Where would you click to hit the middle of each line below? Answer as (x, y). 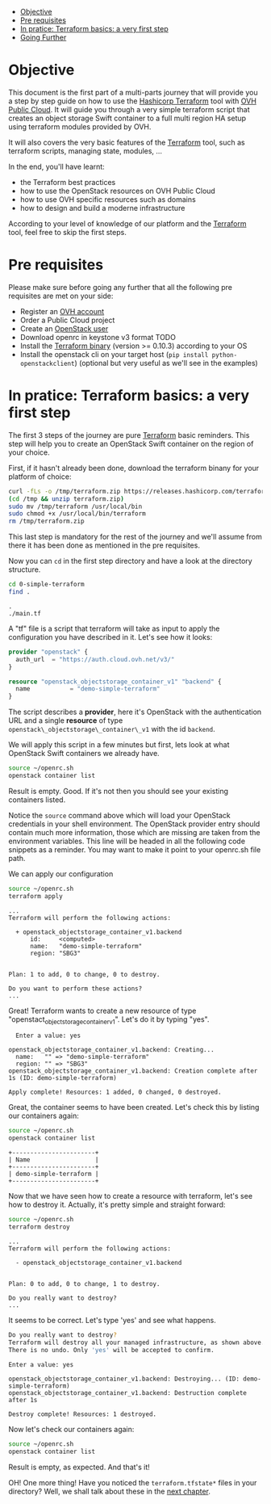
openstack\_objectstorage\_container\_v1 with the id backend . (112, 729)
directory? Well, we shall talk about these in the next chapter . (110, 1491)
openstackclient (47, 363)
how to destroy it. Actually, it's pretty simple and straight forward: (117, 1205)
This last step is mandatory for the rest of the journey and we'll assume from (135, 537)
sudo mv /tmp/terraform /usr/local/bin (75, 506)
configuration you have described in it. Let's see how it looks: (110, 636)
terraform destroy (39, 1227)
